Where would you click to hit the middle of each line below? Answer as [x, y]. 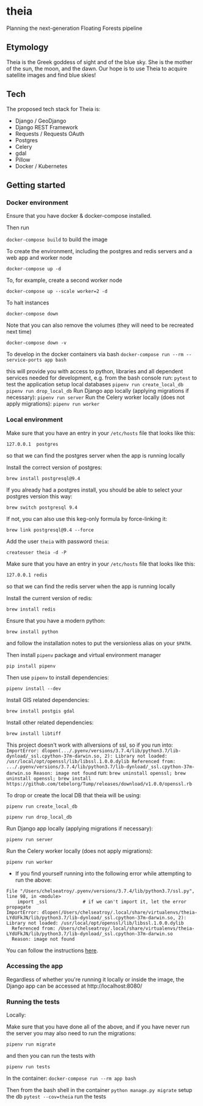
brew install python [33, 632]
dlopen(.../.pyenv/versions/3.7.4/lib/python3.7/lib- [112, 751]
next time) [19, 332]
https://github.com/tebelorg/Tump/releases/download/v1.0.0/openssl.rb [99, 784]
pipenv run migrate [31, 1044]
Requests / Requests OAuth [50, 134]
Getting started [36, 185]
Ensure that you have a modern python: [56, 620]
